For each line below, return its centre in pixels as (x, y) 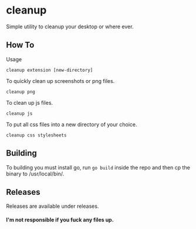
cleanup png (21, 92)
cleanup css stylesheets (36, 135)
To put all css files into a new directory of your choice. (72, 124)
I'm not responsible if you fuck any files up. (60, 220)
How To (20, 45)
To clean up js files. (30, 102)
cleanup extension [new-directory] (50, 70)
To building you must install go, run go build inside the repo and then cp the (98, 167)
